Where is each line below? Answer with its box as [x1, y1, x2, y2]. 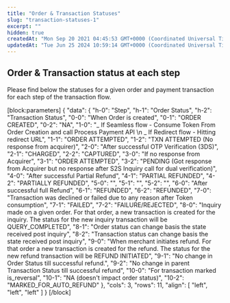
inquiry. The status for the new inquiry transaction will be [7, 215, 168, 223]
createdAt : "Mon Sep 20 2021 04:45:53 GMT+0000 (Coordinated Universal [7, 36, 216, 43]
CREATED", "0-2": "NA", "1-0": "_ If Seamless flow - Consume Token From [7, 121, 216, 129]
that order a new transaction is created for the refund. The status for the [7, 244, 211, 252]
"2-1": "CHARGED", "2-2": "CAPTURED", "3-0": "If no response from [7, 149, 201, 158]
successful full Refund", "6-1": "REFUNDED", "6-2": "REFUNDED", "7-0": [7, 186, 212, 194]
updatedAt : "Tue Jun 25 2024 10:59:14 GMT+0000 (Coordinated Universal [7, 42, 216, 49]
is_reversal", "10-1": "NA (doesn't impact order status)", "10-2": [7, 274, 185, 282]
